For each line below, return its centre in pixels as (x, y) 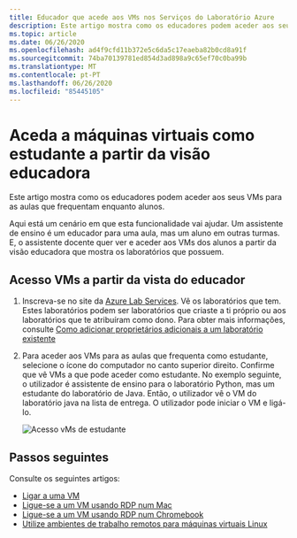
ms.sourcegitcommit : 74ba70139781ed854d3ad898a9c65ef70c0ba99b (128, 58)
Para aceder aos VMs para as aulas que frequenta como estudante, (145, 356)
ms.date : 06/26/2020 (47, 42)
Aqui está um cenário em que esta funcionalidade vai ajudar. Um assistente (146, 224)
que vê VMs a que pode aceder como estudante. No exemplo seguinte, (152, 375)
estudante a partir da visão (110, 154)
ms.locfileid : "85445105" (57, 91)
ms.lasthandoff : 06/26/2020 (61, 83)
